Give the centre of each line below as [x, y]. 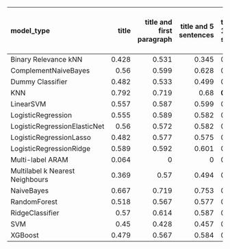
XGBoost [25, 235]
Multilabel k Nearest [43, 171]
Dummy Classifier [39, 82]
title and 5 [197, 26]
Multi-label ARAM [39, 159]
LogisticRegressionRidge [51, 149]
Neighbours [29, 179]
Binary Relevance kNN [47, 59]
